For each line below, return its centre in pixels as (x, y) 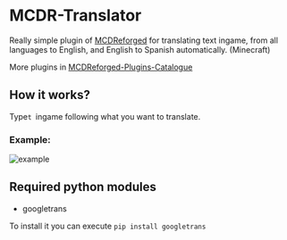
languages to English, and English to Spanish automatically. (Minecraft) (140, 49)
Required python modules (83, 187)
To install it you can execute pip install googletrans (108, 226)
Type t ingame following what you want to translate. (105, 116)
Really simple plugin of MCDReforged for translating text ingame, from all (144, 40)
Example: (30, 139)
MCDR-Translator (76, 16)
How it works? (50, 95)
